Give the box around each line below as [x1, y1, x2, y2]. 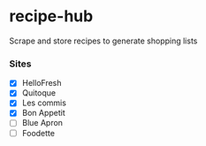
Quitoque [21, 88, 57, 98]
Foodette [21, 127, 56, 138]
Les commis [21, 97, 66, 108]
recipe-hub [9, 6, 94, 27]
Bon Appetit [21, 108, 66, 119]
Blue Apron [21, 118, 64, 128]
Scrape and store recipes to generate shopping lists [9, 35, 198, 46]
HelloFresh [21, 78, 62, 88]
